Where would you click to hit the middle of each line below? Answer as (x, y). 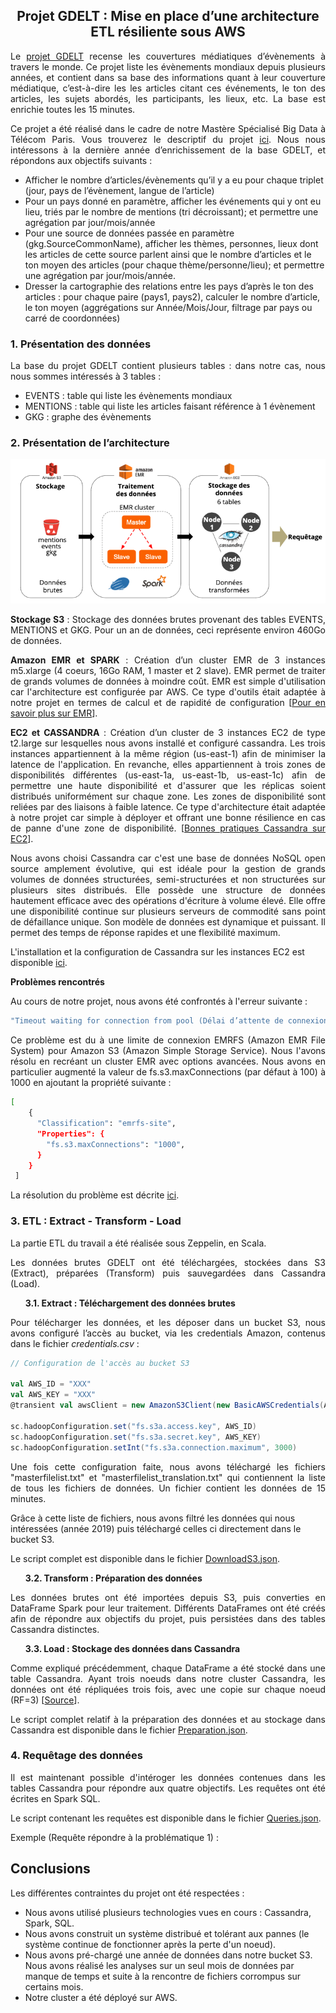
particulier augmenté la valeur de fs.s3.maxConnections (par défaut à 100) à (168, 1072)
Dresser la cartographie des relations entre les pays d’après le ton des (169, 286)
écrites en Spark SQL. (55, 1798)
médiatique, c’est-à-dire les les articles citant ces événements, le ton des (168, 88)
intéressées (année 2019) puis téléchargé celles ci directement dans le (156, 1528)
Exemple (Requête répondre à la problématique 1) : (114, 1837)
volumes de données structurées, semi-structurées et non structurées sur (168, 880)
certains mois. (54, 1986)
